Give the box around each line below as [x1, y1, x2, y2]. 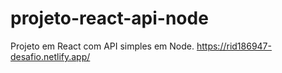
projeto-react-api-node [10, 7, 209, 30]
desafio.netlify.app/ [10, 50, 91, 62]
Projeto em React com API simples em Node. [10, 40, 195, 52]
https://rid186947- [196, 40, 272, 52]
